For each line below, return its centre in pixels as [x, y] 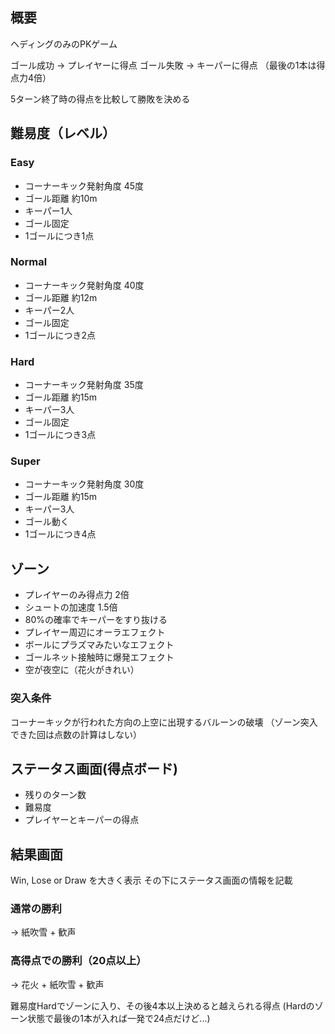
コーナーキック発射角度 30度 [84, 484]
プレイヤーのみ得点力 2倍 [77, 595]
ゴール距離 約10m [61, 198]
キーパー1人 [48, 210]
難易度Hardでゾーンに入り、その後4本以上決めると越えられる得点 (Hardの [162, 1005]
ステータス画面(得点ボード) [94, 768]
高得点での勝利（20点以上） [78, 961]
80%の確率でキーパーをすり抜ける [96, 620]
